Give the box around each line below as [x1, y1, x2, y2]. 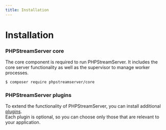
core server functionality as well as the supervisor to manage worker [5, 64, 150, 71]
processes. [5, 70, 29, 76]
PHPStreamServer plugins [5, 91, 72, 99]
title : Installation [5, 7, 50, 13]
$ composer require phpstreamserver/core [5, 80, 95, 85]
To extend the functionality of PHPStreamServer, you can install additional [5, 103, 161, 109]
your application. [5, 119, 41, 125]
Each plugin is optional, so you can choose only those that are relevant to [5, 114, 159, 120]
